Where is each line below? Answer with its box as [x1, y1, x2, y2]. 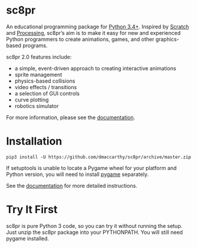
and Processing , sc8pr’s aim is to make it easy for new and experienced [6, 29, 181, 36]
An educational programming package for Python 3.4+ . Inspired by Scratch [6, 23, 189, 30]
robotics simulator [14, 102, 59, 109]
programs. [22, 42, 48, 49]
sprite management [14, 71, 63, 78]
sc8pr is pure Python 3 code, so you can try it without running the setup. [6, 222, 183, 229]
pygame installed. [6, 234, 49, 242]
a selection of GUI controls [14, 90, 80, 97]
